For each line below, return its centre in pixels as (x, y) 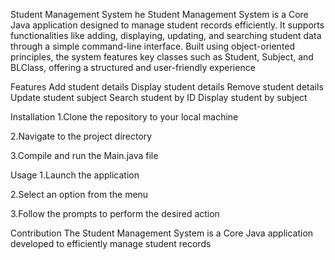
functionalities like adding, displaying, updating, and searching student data (166, 35)
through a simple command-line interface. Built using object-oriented (153, 46)
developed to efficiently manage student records (111, 243)
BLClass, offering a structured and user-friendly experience (133, 67)
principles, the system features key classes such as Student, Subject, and (162, 57)
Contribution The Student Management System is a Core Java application (162, 233)
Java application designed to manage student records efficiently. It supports (167, 25)
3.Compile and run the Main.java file (84, 155)
